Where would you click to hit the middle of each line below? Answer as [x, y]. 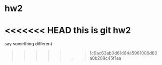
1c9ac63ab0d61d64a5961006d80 [123, 53]
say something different [28, 44]
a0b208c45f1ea [105, 58]
